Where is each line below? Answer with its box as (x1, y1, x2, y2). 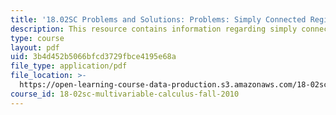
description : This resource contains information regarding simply (10, 24, 298, 34)
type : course (10, 33, 65, 43)
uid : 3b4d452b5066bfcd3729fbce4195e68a (10, 52, 177, 62)
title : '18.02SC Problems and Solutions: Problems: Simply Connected (10, 14, 307, 25)
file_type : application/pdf (10, 61, 128, 71)
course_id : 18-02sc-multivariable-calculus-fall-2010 (10, 89, 240, 99)
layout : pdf (10, 42, 60, 53)
